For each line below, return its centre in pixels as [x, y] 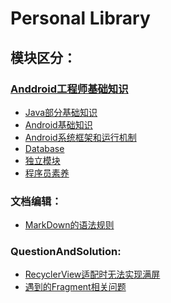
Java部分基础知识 [61, 112]
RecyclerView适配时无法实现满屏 [92, 274]
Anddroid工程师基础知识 [69, 89]
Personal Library [80, 18]
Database [44, 148]
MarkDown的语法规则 [69, 225]
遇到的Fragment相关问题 [75, 287]
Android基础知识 [58, 124]
